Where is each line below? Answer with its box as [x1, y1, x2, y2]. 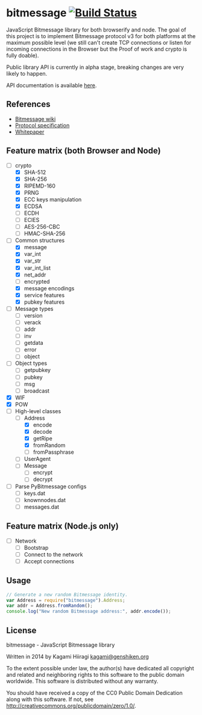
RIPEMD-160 [24, 182, 56, 189]
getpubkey [24, 367, 51, 374]
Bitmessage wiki [14, 115, 56, 122]
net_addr [24, 271, 46, 278]
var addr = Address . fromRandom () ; [6, 602, 93, 609]
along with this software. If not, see [6, 696, 94, 703]
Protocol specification [14, 122, 70, 129]
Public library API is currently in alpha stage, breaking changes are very [6, 64, 184, 71]
